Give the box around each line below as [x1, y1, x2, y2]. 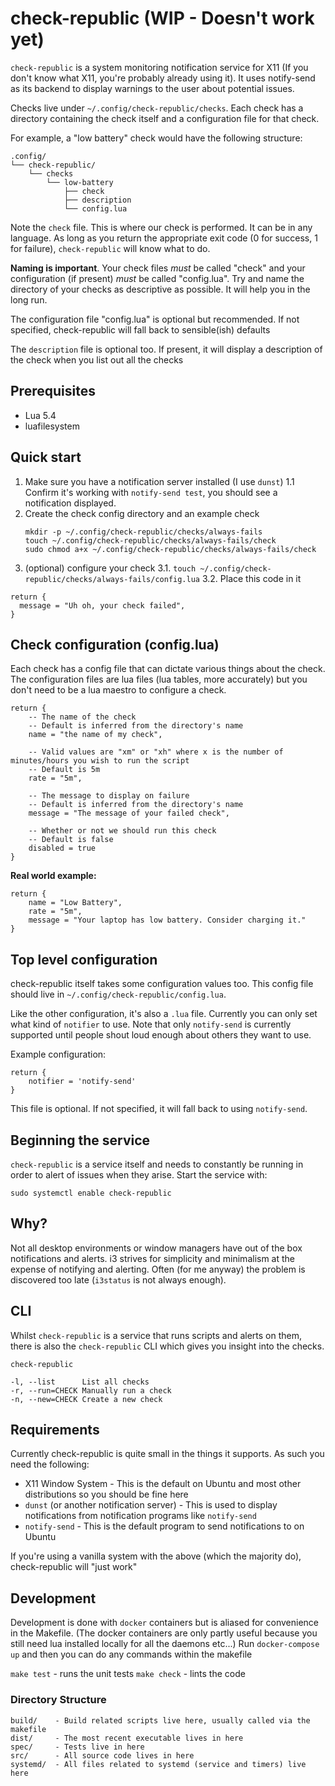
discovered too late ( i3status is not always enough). [10, 1273, 227, 1286]
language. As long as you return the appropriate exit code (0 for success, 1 [10, 232, 318, 244]
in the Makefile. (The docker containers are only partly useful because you [10, 1627, 318, 1639]
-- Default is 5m [28, 765, 101, 775]
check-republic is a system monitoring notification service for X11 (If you [10, 61, 309, 73]
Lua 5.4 [24, 409, 57, 421]
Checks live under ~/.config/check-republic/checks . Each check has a [10, 102, 304, 114]
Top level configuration [10, 951, 158, 968]
